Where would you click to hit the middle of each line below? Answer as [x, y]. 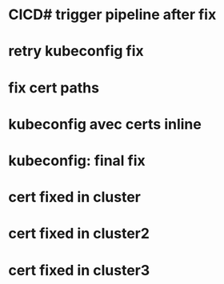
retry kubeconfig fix [76, 51]
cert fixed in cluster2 [79, 234]
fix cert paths [54, 87]
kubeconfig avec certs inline [105, 124]
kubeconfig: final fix [77, 160]
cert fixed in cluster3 [79, 270]
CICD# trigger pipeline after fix [112, 15]
